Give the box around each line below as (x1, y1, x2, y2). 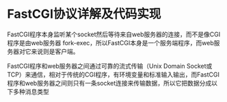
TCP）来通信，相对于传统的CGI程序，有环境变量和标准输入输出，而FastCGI (7, 70, 220, 79)
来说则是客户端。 (30, 47, 79, 55)
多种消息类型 (12, 87, 49, 96)
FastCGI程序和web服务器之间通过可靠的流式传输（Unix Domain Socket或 (7, 62, 213, 70)
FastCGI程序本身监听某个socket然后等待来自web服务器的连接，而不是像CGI (7, 30, 221, 38)
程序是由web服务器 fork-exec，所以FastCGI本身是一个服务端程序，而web (7, 38, 214, 47)
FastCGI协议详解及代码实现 (7, 6, 161, 22)
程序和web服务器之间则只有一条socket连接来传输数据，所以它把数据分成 (7, 79, 212, 87)
